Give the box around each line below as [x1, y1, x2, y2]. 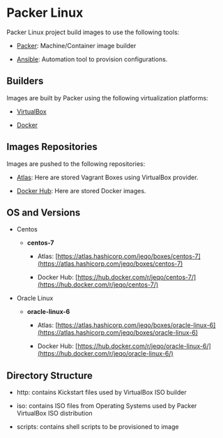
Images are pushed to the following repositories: [6, 159, 146, 168]
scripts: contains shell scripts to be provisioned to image [16, 423, 179, 431]
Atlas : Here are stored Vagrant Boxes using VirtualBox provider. [16, 173, 199, 181]
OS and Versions [6, 206, 81, 218]
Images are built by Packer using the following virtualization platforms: [6, 93, 208, 102]
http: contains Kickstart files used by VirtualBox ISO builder [16, 388, 187, 397]
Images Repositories [6, 141, 98, 153]
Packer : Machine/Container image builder [16, 41, 137, 50]
